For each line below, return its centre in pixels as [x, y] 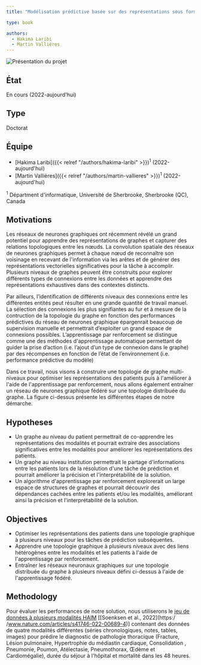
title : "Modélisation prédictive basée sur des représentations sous [95, 12]
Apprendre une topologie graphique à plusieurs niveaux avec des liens [102, 546]
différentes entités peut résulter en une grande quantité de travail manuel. [97, 303]
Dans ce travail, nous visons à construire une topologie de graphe [87, 372]
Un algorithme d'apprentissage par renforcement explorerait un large [100, 481]
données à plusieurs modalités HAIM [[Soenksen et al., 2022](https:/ [91, 617]
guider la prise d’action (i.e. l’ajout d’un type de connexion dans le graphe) [98, 347]
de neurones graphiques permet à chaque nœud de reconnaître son [90, 253]
